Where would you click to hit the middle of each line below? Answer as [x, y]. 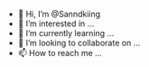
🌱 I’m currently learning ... [66, 33]
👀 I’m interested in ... [56, 24]
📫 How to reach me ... [60, 53]
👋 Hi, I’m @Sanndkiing [59, 14]
